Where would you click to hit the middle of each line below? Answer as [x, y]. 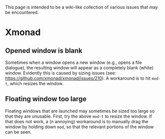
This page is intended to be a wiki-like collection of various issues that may [82, 7]
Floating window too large [46, 99]
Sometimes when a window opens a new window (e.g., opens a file [74, 62]
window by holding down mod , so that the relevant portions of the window [80, 127]
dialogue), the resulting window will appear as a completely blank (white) [80, 68]
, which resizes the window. [35, 83]
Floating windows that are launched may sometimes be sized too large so [80, 111]
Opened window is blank [44, 51]
